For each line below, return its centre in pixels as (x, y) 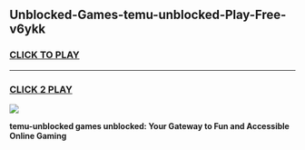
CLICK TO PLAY (44, 55)
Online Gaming (38, 135)
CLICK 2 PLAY (41, 89)
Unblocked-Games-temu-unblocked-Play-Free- (148, 15)
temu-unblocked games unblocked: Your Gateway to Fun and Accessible (150, 125)
